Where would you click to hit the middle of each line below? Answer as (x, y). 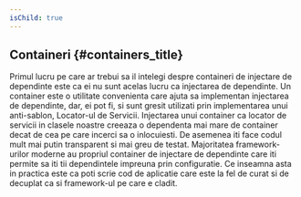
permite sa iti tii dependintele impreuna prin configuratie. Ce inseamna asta (150, 164)
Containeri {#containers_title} (97, 55)
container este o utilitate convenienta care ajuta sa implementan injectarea (149, 96)
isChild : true (36, 18)
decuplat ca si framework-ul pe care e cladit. (93, 183)
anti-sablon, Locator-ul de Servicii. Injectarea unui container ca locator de (148, 116)
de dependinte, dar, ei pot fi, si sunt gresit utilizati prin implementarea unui (149, 106)
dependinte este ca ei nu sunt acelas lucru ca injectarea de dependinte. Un (150, 87)
